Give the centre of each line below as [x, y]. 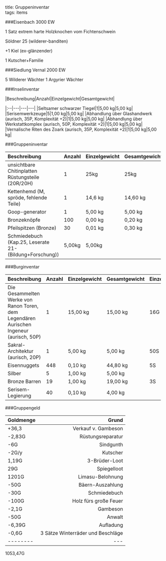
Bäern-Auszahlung [101, 485]
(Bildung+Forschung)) [33, 255]
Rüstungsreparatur [102, 436]
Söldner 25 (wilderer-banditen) [37, 41]
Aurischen [20, 325]
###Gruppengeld [23, 408]
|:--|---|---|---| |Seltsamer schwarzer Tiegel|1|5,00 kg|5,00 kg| [69, 108]
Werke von [20, 300]
